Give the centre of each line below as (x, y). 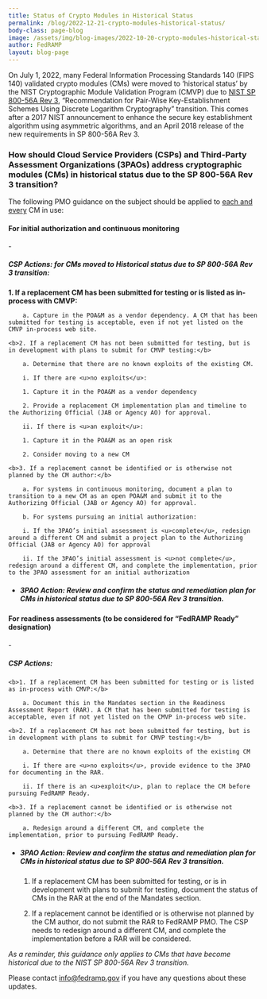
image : (19, 38)
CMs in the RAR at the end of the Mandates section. (116, 897)
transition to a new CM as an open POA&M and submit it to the (115, 496)
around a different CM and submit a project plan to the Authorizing (126, 538)
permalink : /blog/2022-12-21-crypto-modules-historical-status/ (117, 23)
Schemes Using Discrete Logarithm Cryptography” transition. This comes (128, 109)
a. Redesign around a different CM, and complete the (113, 828)
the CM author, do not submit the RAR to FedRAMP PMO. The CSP (140, 921)
